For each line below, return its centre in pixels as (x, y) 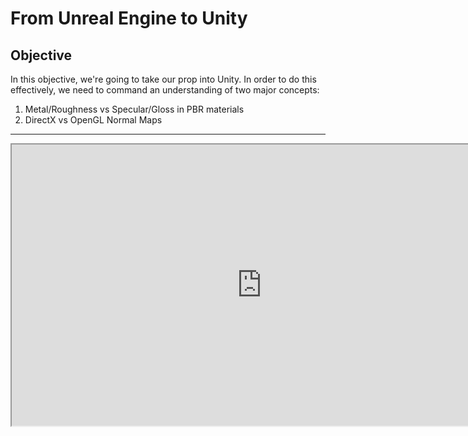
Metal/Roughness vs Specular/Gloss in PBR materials (134, 109)
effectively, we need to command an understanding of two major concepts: (165, 90)
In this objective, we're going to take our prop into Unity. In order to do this (163, 79)
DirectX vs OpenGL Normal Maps (93, 120)
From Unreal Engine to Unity (129, 18)
